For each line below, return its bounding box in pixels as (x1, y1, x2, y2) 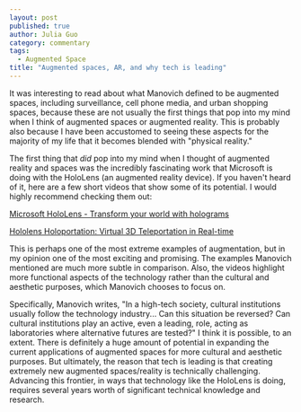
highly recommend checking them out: (9, 190, 153, 202)
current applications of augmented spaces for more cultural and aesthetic (9, 346, 283, 357)
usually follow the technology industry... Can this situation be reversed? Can (9, 308, 291, 319)
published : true (9, 22, 70, 31)
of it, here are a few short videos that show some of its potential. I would (9, 181, 277, 192)
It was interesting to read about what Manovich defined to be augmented (9, 87, 279, 99)
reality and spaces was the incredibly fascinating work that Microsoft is (9, 162, 273, 173)
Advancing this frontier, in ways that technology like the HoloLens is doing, (9, 374, 286, 386)
